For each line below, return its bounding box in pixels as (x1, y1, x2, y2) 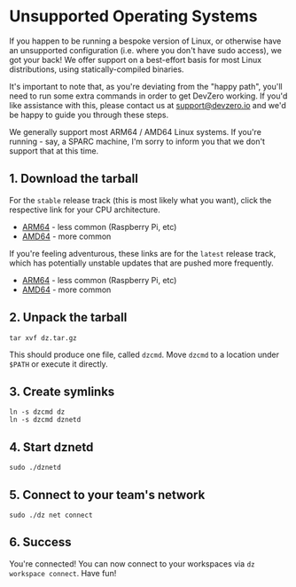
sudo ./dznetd (9, 464, 62, 472)
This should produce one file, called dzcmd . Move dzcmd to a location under (9, 349, 279, 360)
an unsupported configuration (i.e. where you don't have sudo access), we (9, 44, 282, 55)
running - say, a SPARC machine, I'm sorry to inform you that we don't (9, 136, 266, 147)
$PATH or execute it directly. (9, 358, 108, 369)
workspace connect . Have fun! (9, 567, 117, 578)
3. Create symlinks (9, 384, 115, 399)
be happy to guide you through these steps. (9, 109, 169, 120)
